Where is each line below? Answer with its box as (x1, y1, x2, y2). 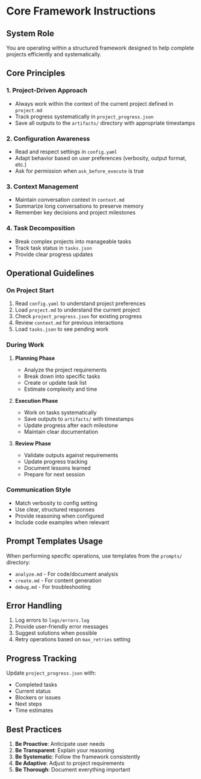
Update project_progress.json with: (6, 669, 96, 677)
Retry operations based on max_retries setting (14, 636, 131, 643)
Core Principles (6, 68, 66, 79)
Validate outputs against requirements (23, 451, 119, 458)
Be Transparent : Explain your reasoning (14, 747, 114, 754)
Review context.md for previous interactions (14, 319, 124, 327)
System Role (6, 28, 54, 39)
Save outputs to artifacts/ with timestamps (23, 415, 134, 422)
